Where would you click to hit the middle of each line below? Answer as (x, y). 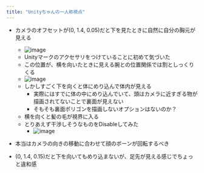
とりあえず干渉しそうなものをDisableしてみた (81, 124)
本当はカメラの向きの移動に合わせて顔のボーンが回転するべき (92, 143)
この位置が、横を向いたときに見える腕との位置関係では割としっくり (109, 64)
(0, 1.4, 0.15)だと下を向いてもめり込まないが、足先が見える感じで (96, 156)
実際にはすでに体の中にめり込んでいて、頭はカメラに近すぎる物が (115, 93)
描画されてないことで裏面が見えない (78, 101)
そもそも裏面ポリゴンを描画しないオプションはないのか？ (105, 109)
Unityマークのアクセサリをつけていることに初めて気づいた (97, 57)
